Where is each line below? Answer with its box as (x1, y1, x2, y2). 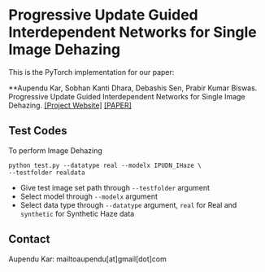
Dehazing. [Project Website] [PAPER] (8, 100, 132, 110)
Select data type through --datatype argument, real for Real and (20, 200, 237, 209)
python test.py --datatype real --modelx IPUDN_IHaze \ (8, 161, 202, 169)
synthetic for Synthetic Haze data (20, 208, 135, 218)
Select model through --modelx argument (20, 191, 159, 201)
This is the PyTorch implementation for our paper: (8, 67, 175, 77)
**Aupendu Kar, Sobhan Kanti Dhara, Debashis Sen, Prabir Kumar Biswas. (8, 83, 258, 93)
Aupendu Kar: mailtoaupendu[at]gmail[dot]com (8, 254, 167, 264)
